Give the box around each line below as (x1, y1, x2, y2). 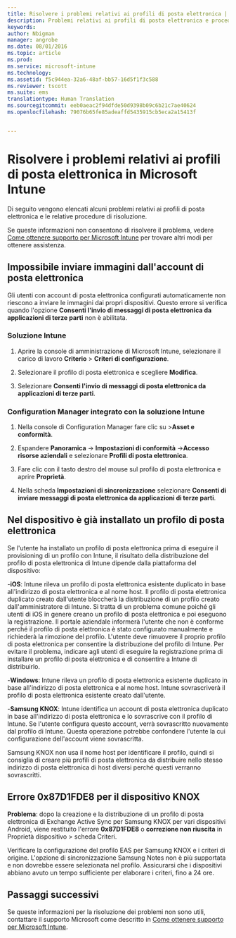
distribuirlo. (7, 662, 41, 670)
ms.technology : (7, 69, 52, 76)
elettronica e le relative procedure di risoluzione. (7, 212, 147, 221)
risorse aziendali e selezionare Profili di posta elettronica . (17, 452, 188, 460)
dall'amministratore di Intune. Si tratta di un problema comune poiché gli (7, 602, 216, 610)
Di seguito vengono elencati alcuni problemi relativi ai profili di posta (7, 204, 205, 213)
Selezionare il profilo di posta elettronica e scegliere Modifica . (17, 368, 198, 376)
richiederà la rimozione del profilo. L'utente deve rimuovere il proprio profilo (7, 632, 226, 641)
